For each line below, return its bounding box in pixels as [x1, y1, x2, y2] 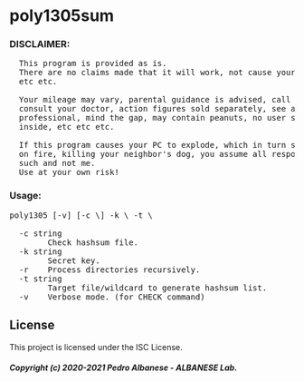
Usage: [9, 190, 43, 202]
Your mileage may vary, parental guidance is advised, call [18, 94, 291, 105]
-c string [18, 228, 62, 239]
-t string [18, 273, 62, 284]
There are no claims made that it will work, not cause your [18, 67, 296, 78]
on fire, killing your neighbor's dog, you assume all [18, 149, 268, 160]
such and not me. [18, 158, 96, 169]
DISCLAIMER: [9, 38, 71, 51]
